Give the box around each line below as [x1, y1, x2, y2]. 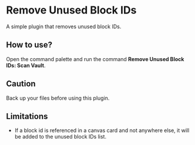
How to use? [6, 40, 53, 50]
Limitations [6, 111, 48, 121]
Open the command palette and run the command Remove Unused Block [6, 55, 184, 62]
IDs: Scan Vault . [6, 62, 46, 69]
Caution [6, 79, 36, 89]
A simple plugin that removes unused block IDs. [6, 23, 122, 30]
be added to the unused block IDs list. [14, 133, 107, 140]
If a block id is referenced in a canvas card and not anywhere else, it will [14, 127, 190, 134]
